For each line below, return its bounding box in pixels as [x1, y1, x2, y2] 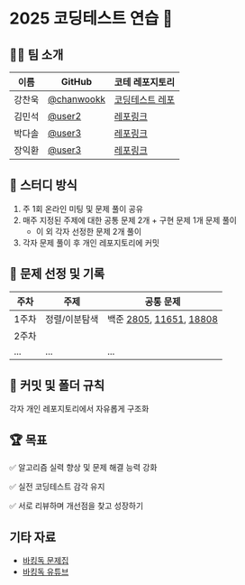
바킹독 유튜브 [22, 566, 69, 578]
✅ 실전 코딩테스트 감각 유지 [9, 481, 105, 492]
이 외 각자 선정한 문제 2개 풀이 [35, 226, 142, 237]
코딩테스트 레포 [113, 94, 176, 106]
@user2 [48, 110, 82, 122]
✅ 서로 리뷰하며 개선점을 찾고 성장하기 [9, 500, 144, 511]
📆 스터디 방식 [9, 178, 78, 193]
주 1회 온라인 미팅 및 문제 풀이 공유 [22, 203, 144, 214]
